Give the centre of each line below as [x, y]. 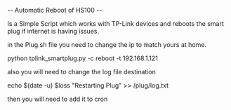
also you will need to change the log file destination [81, 72]
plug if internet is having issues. [53, 31]
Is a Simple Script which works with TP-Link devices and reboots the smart [116, 23]
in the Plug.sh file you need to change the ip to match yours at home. [107, 44]
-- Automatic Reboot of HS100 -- [55, 10]
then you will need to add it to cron [58, 99]
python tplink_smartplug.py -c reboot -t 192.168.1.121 [82, 58]
